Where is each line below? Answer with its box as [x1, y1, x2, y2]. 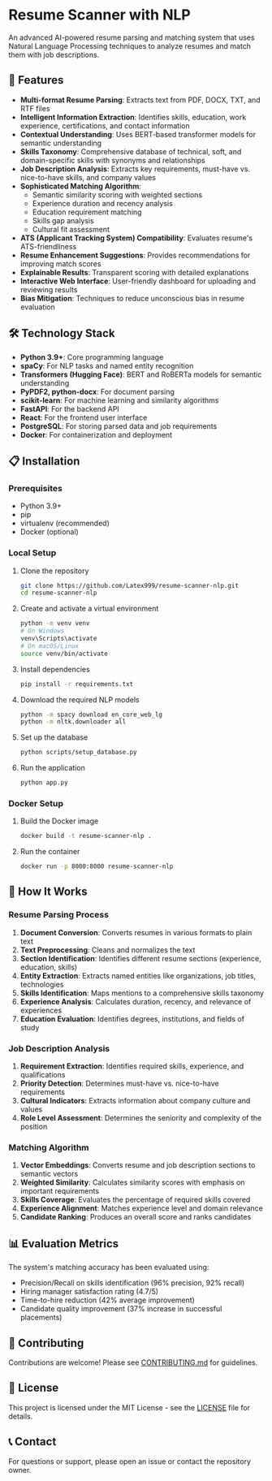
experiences [19, 1005, 63, 1015]
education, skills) [19, 962, 78, 972]
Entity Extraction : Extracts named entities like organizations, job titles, [19, 970, 257, 980]
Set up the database [19, 732, 89, 742]
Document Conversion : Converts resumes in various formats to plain [19, 927, 253, 937]
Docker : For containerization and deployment [19, 430, 173, 439]
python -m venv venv [19, 620, 90, 628]
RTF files [19, 103, 50, 113]
